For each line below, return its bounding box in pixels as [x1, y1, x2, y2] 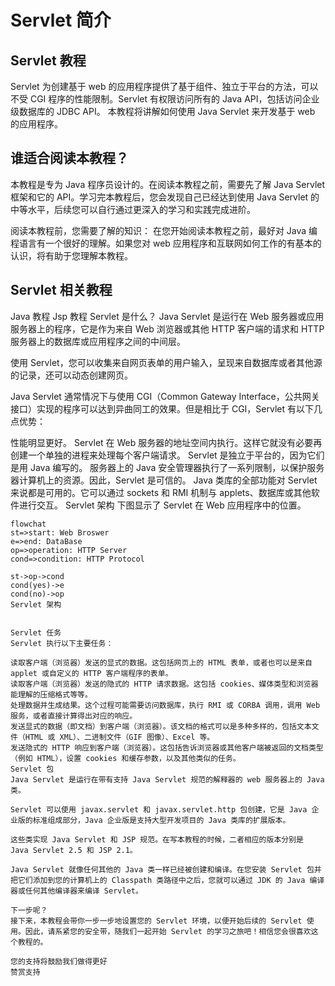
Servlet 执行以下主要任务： [10, 638, 114, 648]
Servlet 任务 [10, 627, 62, 638]
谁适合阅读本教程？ [10, 150, 129, 167]
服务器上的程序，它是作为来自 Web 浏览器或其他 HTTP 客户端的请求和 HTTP [10, 322, 325, 335]
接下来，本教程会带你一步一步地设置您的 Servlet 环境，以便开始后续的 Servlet [10, 916, 303, 926]
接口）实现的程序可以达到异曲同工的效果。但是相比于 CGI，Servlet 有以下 [10, 402, 315, 415]
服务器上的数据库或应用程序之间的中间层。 [10, 335, 186, 347]
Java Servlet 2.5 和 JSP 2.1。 [10, 845, 138, 855]
